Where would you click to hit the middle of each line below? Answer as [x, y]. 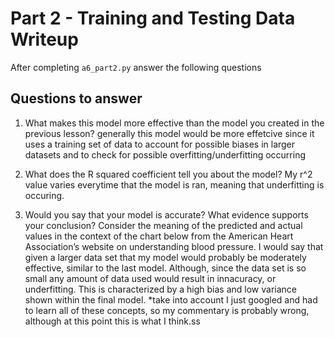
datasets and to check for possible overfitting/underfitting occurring [165, 154]
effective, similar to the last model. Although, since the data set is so [165, 268]
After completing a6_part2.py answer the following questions [136, 67]
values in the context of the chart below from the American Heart [159, 236]
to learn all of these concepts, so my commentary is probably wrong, [167, 310]
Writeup [44, 39]
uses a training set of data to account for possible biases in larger [160, 144]
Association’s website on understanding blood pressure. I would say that [174, 246]
